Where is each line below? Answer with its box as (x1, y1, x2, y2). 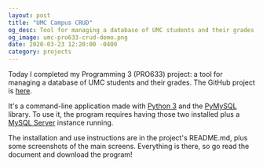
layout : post (8, 11, 51, 20)
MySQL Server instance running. (8, 118, 114, 127)
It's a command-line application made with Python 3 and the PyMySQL (8, 101, 237, 111)
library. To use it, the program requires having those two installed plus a (8, 110, 240, 118)
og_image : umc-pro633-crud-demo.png (8, 33, 128, 42)
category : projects (8, 48, 72, 56)
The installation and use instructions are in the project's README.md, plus (8, 133, 248, 142)
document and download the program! (8, 150, 133, 159)
